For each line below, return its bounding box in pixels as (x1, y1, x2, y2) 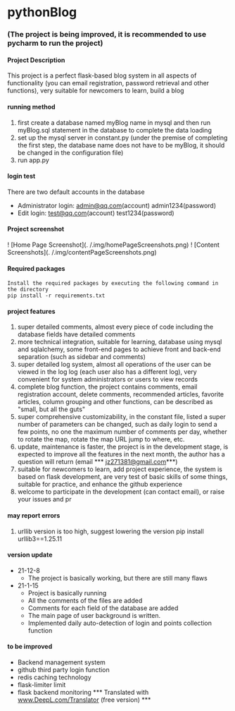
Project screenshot (7, 225, 65, 233)
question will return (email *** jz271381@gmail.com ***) (17, 458, 178, 466)
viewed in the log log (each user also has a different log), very (17, 367, 197, 376)
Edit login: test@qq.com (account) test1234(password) (17, 209, 174, 217)
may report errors (7, 511, 61, 519)
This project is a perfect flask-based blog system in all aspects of (7, 71, 197, 80)
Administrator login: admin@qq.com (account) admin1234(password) (17, 201, 217, 209)
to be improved (7, 643, 53, 651)
